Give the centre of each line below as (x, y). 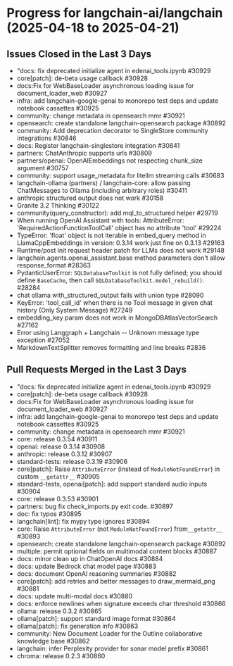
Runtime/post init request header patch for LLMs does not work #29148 (120, 250)
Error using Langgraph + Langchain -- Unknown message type (108, 333)
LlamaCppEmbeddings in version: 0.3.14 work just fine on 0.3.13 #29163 (121, 243)
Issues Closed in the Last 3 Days (79, 54)
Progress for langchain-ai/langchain (115, 13)
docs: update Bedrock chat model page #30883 (86, 566)
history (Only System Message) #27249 (75, 310)
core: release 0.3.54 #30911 (57, 439)
